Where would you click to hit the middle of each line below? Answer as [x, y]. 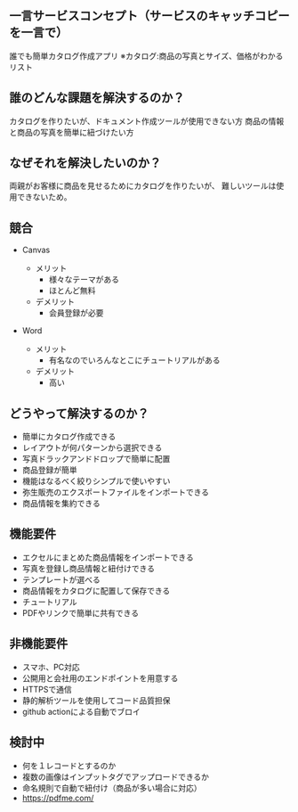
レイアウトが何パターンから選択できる [92, 447]
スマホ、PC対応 [51, 667]
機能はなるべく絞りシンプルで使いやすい [96, 481]
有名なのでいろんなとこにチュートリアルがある [134, 360]
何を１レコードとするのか [69, 766]
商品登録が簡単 [49, 470]
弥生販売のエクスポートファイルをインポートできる [116, 492]
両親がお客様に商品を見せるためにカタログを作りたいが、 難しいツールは [143, 186]
